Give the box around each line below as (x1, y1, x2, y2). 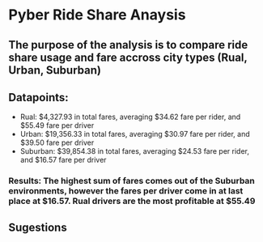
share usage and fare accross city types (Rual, (8, 50, 248, 64)
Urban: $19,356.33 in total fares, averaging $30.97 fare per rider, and (19, 129, 251, 139)
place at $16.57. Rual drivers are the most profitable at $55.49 (8, 196, 256, 207)
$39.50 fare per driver (19, 138, 95, 147)
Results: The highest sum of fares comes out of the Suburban (8, 176, 255, 187)
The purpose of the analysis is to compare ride (8, 38, 248, 52)
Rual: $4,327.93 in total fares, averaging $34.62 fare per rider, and (19, 112, 241, 122)
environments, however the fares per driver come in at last (8, 185, 244, 197)
